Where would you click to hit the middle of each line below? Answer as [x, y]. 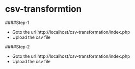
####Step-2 [18, 46]
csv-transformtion [43, 9]
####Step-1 [17, 23]
